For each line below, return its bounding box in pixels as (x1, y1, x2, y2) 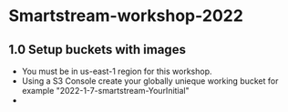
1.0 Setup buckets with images (8, 42, 186, 57)
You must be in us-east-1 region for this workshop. (21, 66, 212, 76)
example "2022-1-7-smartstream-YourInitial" (21, 86, 190, 96)
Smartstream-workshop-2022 (8, 5, 243, 26)
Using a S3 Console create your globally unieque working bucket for (21, 76, 279, 87)
